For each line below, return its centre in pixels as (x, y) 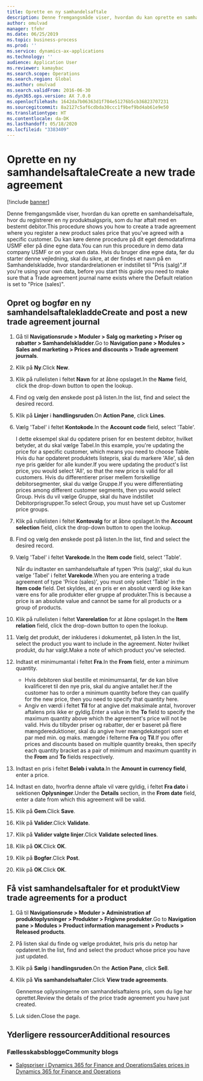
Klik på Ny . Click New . (42, 367)
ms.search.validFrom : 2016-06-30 (49, 91)
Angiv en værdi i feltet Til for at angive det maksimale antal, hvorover (110, 705)
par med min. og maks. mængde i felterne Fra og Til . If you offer (104, 738)
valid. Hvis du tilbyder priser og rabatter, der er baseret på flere (103, 724)
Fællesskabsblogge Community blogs (63, 1052)
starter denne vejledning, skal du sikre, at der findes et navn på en (89, 258)
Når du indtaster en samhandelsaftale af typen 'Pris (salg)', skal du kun (104, 569)
